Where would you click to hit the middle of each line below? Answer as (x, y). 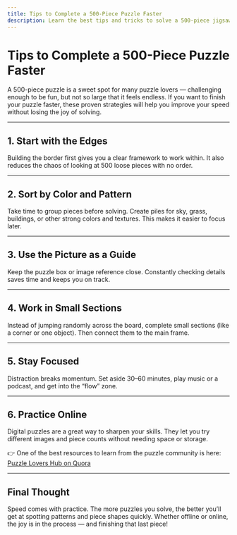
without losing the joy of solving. (55, 112)
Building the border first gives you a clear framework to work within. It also (116, 158)
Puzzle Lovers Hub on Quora (49, 463)
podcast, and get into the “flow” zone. (62, 386)
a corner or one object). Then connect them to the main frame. (98, 333)
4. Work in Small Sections (65, 308)
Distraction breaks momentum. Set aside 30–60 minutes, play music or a (113, 379)
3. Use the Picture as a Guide (72, 255)
